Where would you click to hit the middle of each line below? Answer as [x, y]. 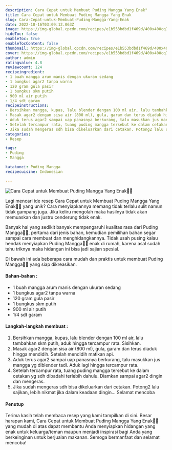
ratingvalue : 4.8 [24, 63]
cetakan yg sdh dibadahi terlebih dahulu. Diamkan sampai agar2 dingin [88, 376]
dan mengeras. [29, 381]
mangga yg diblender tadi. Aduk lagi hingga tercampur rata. [76, 365]
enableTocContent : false [32, 44]
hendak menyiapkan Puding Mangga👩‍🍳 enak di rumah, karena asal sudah [83, 243]
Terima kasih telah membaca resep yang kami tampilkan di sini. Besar [79, 416]
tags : [11, 148]
